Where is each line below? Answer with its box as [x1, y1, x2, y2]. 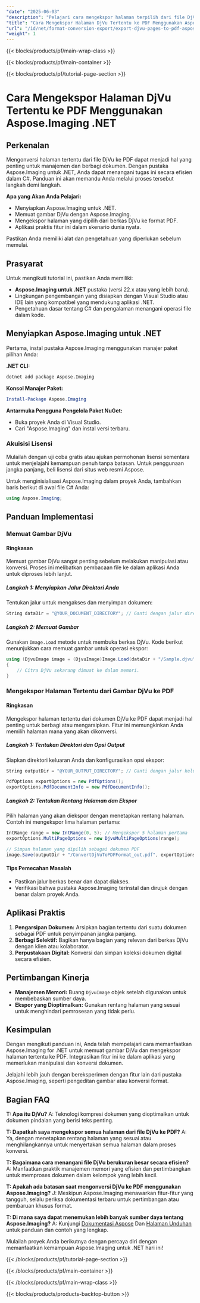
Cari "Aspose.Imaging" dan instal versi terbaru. [14, 424, 130, 432]
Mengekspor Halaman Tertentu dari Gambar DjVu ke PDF [6, 687, 174, 695]
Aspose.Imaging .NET [6, 117, 117, 130]
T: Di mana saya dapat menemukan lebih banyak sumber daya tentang [6, 1214, 184, 1221]
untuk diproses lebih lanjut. [6, 570, 73, 578]
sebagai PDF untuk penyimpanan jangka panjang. [14, 930, 137, 937]
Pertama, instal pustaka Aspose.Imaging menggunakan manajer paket [6, 344, 178, 352]
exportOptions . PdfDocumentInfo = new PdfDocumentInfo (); [6, 784, 151, 790]
